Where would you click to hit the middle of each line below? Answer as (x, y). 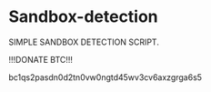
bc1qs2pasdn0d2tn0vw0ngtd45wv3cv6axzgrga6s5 (105, 77)
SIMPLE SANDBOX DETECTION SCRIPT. (84, 42)
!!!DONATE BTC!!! (41, 59)
